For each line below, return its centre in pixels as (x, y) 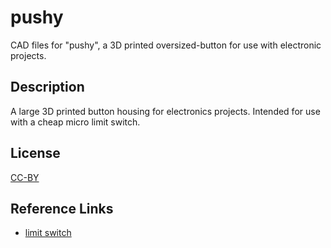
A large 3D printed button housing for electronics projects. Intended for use (165, 111)
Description (47, 87)
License (35, 153)
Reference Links (62, 208)
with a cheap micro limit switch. (75, 122)
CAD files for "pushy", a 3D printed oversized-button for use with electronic (166, 45)
